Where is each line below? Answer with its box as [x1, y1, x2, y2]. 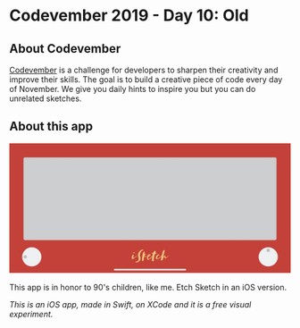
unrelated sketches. [9, 93, 82, 104]
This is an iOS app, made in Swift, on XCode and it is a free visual [9, 299, 252, 310]
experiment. [9, 309, 54, 320]
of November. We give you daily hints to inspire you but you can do [9, 84, 256, 94]
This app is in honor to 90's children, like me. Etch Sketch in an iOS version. [9, 282, 287, 293]
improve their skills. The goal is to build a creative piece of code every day [9, 74, 283, 85]
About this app [9, 119, 94, 134]
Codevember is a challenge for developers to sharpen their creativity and [9, 64, 279, 75]
